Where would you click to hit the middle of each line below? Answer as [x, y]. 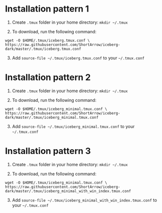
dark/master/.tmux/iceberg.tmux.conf [43, 49]
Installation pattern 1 [47, 9]
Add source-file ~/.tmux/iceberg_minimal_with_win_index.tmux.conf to [84, 200]
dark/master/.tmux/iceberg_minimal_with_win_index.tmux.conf [68, 191]
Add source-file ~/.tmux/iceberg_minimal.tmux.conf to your [73, 126]
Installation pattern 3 [48, 151]
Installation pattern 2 [48, 78]
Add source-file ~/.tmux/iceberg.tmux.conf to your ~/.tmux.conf [78, 58]
